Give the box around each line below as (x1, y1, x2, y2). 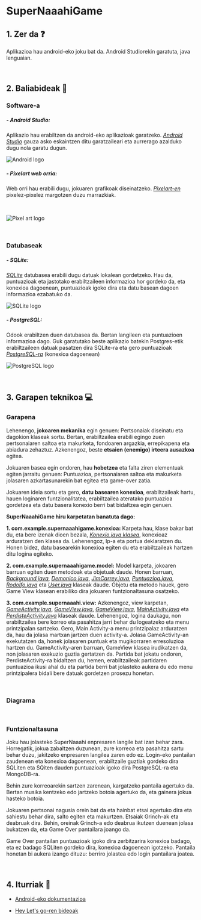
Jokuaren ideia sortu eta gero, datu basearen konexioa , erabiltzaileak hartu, (6, 488, 196, 496)
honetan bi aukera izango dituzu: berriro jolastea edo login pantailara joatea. (6, 850, 195, 857)
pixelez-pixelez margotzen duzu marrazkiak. (6, 191, 116, 199)
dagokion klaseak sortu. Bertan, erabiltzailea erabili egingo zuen (6, 433, 165, 440)
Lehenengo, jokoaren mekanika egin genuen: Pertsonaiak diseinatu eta (6, 426, 184, 434)
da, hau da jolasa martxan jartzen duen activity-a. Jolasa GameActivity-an (6, 631, 189, 638)
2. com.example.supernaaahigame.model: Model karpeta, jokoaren (6, 562, 176, 569)
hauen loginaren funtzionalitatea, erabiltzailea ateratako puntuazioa (6, 495, 173, 502)
